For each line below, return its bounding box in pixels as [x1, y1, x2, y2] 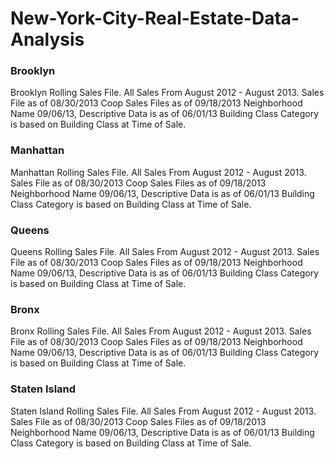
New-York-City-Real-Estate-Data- [10, 7, 300, 30]
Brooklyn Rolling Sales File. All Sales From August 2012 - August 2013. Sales [10, 87, 325, 99]
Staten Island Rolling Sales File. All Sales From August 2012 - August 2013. [10, 405, 317, 417]
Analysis [10, 28, 85, 51]
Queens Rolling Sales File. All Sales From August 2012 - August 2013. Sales [10, 246, 320, 258]
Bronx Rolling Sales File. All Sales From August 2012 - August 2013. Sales [10, 325, 312, 337]
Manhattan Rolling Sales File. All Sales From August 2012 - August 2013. [10, 166, 307, 178]
